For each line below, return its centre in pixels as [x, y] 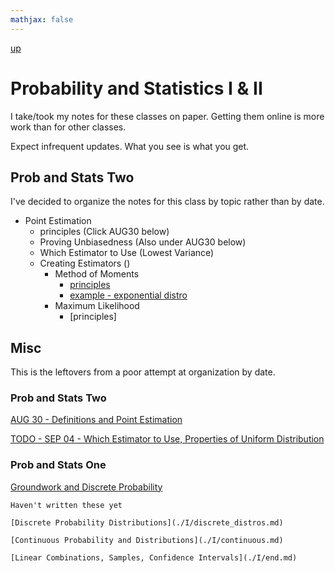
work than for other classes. [68, 127]
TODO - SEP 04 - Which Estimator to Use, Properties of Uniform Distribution [167, 439]
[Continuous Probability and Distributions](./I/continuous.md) [147, 540]
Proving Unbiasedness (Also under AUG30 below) [143, 242]
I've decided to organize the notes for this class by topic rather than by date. [167, 202]
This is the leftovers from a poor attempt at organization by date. [143, 372]
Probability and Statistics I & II [136, 88]
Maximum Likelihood [97, 306]
